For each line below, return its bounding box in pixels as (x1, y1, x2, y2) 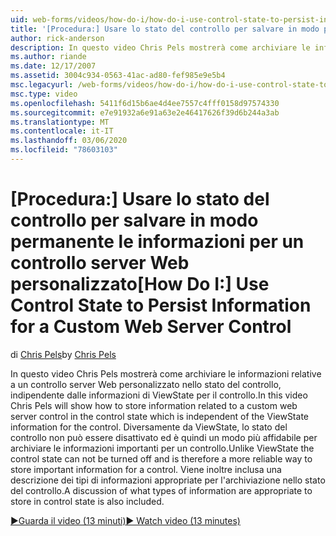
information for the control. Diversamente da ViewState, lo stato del (10, 421, 288, 433)
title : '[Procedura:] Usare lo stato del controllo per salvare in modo (10, 24, 320, 34)
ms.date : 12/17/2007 (10, 61, 97, 71)
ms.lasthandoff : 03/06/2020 (10, 136, 128, 146)
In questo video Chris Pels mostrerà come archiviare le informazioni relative (10, 367, 322, 380)
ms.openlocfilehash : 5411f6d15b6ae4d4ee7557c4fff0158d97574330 (10, 98, 280, 108)
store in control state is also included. (10, 495, 165, 507)
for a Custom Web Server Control (10, 316, 292, 338)
